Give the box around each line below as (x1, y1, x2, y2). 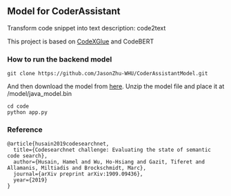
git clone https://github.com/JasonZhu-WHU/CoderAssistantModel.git (7, 70, 208, 77)
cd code (7, 103, 30, 110)
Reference (7, 125, 43, 135)
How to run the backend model (7, 55, 112, 64)
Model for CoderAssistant (7, 6, 121, 17)
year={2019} (13, 177, 48, 184)
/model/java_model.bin (7, 90, 72, 98)
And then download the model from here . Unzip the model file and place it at (7, 82, 225, 90)
